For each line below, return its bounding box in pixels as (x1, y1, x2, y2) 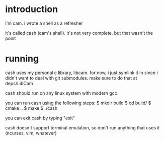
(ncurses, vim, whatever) (5, 130, 57, 136)
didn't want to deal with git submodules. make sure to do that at (5, 75, 137, 81)
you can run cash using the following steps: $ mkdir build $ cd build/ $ (5, 100, 151, 106)
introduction (5, 4, 58, 15)
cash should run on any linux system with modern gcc (5, 90, 117, 96)
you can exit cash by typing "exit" (5, 115, 75, 121)
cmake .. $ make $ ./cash (5, 105, 58, 111)
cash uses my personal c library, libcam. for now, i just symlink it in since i (5, 69, 158, 76)
